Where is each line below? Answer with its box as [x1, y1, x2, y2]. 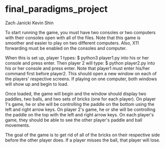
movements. [5, 122, 31, 128]
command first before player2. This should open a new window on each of [5, 70, 157, 76]
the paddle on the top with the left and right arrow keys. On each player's [5, 111, 154, 117]
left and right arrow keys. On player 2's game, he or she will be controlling [5, 106, 156, 112]
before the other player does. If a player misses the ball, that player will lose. [5, 137, 161, 143]
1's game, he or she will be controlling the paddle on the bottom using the [5, 101, 155, 107]
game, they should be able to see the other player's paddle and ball [5, 117, 142, 123]
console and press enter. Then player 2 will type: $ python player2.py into [5, 60, 155, 66]
